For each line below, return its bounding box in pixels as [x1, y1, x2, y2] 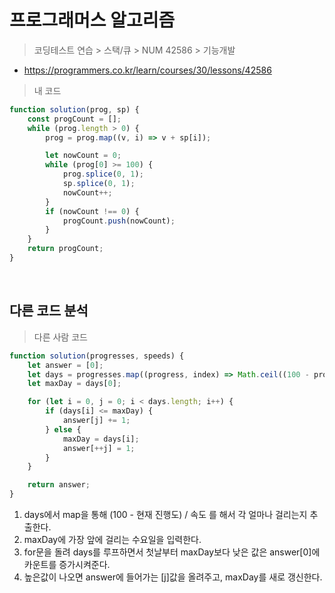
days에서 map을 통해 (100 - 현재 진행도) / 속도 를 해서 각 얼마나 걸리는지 [23, 509, 308, 520]
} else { [45, 424, 82, 435]
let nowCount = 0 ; [45, 151, 122, 161]
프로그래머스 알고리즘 [9, 9, 176, 32]
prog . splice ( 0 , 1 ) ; [62, 169, 144, 180]
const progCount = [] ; [27, 114, 122, 124]
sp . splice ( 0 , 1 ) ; [62, 179, 136, 189]
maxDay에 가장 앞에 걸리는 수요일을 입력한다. [23, 534, 202, 545]
